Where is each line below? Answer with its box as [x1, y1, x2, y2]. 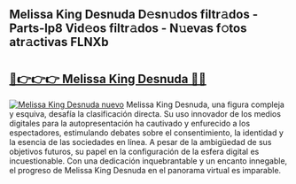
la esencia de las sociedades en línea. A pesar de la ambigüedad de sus [9, 137, 272, 147]
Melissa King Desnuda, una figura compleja [125, 99, 285, 110]
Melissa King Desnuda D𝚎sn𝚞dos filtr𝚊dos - [9, 7, 259, 22]
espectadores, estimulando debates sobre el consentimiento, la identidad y [9, 127, 284, 138]
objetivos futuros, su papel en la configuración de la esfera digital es [9, 146, 260, 157]
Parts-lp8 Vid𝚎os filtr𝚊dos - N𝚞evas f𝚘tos [9, 21, 247, 36]
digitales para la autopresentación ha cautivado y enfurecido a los [9, 119, 251, 128]
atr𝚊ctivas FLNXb [9, 34, 109, 50]
